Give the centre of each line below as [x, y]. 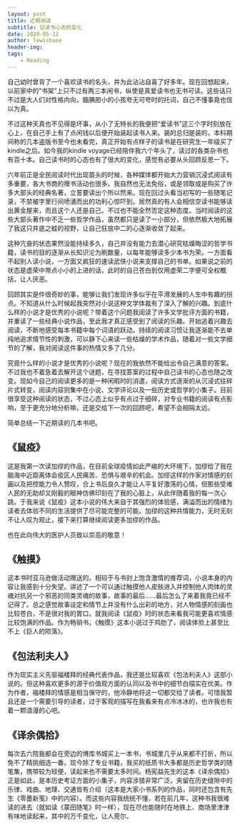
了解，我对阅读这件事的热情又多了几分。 [79, 348]
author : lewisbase [35, 41]
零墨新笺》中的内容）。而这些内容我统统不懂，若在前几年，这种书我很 [121, 798]
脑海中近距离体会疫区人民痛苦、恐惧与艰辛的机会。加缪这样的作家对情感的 [117, 475]
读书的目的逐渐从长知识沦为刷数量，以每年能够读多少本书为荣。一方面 [123, 252]
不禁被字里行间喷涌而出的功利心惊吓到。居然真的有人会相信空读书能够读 [126, 201]
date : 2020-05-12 [33, 34]
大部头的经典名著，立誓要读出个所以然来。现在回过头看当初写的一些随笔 [120, 192]
